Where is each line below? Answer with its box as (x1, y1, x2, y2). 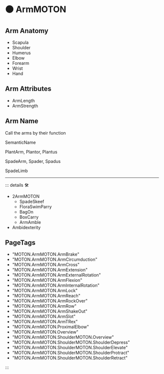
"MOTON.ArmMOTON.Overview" (12, 329, 79, 335)
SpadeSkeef (19, 198, 44, 204)
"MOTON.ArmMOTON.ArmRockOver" (12, 298, 88, 304)
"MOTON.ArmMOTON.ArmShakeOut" (12, 308, 88, 315)
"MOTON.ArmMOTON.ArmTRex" (12, 319, 78, 325)
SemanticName (5, 139, 36, 145)
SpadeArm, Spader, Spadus (5, 158, 61, 164)
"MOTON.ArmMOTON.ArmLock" (12, 288, 78, 294)
